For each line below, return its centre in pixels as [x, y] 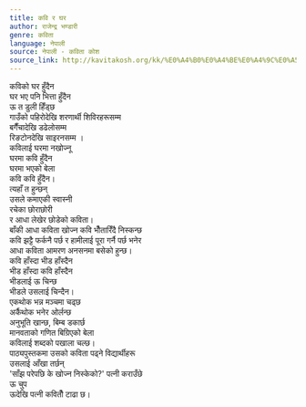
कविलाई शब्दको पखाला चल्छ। [52, 343]
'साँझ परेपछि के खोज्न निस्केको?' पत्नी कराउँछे [76, 374]
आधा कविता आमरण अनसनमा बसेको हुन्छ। [71, 250]
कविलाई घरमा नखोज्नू [41, 148]
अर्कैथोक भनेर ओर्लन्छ [41, 312]
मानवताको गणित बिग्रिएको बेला [52, 333]
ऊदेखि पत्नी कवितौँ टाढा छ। [50, 394]
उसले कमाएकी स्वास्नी [41, 199]
